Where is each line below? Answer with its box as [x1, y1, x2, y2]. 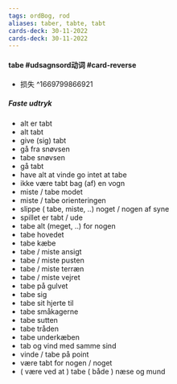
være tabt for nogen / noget [19, 358, 113, 368]
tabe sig [19, 290, 47, 299]
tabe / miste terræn [19, 264, 84, 274]
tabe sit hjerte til [19, 299, 74, 308]
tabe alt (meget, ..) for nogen [19, 221, 116, 231]
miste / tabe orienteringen [19, 196, 106, 205]
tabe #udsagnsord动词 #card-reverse [8, 60, 137, 69]
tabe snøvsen [19, 153, 66, 163]
